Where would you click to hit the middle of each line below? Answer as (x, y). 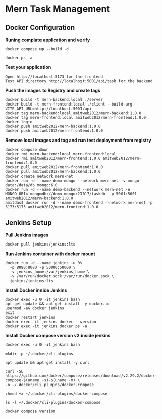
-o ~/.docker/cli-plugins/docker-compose (50, 385)
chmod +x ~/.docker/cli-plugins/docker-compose (56, 394)
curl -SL (14, 371)
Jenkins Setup (28, 223)
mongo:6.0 (47, 185)
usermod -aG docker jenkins (35, 308)
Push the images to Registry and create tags (53, 90)
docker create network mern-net (39, 176)
